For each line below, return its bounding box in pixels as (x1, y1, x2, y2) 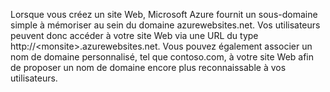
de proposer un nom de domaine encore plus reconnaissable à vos (10, 62, 287, 73)
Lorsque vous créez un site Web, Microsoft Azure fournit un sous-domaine (10, 9, 318, 20)
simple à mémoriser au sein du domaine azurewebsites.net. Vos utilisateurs (10, 19, 321, 31)
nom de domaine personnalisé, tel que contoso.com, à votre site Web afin (10, 51, 315, 63)
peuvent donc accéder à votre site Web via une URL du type (10, 30, 259, 41)
